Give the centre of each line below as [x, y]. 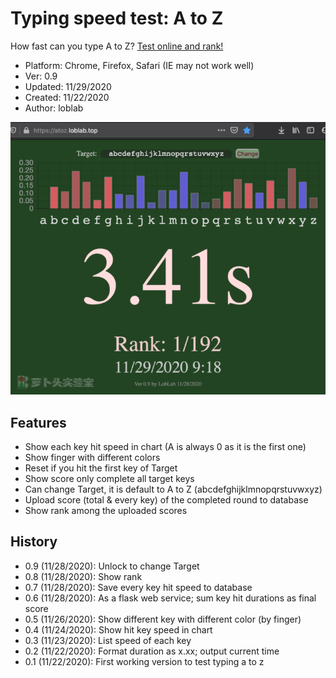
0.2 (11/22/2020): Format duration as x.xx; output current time [152, 651]
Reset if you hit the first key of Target [101, 468]
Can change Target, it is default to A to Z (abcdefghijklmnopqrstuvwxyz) [173, 489]
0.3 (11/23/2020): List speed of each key [108, 640]
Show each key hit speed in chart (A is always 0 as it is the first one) [165, 447]
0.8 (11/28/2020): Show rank [83, 576]
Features [38, 422]
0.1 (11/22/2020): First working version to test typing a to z [144, 661]
